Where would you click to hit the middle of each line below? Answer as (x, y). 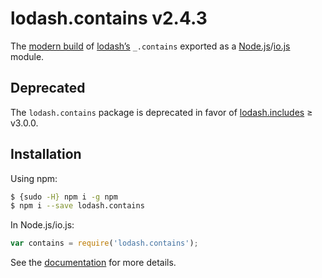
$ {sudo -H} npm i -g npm (64, 197)
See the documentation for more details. (93, 263)
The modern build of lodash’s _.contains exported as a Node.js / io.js (150, 46)
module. (27, 56)
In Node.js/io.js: (42, 225)
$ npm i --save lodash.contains (77, 206)
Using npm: (34, 178)
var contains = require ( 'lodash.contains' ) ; (104, 243)
